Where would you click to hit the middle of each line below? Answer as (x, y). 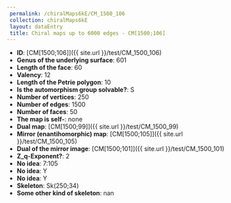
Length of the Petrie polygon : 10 (64, 82)
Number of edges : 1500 (51, 104)
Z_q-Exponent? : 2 (43, 156)
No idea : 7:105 (37, 163)
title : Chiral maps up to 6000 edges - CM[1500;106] (88, 33)
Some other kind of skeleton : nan (65, 193)
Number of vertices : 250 (53, 97)
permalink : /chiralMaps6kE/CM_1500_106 (67, 14)
